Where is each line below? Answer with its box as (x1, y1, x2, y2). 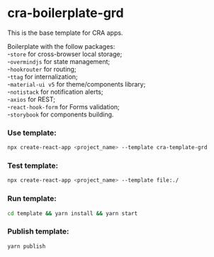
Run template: (7, 194, 57, 204)
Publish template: (7, 226, 69, 236)
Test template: (7, 161, 59, 171)
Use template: (7, 128, 57, 138)
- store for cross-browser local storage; (7, 50, 123, 58)
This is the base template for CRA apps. (7, 28, 123, 37)
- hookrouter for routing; (7, 65, 77, 73)
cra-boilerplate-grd (7, 5, 124, 21)
